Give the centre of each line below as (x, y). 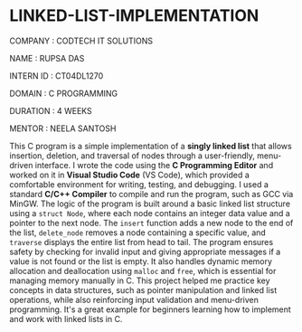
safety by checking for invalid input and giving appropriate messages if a (145, 251)
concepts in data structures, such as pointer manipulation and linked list (143, 289)
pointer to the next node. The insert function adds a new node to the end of (151, 223)
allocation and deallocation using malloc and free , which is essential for (143, 270)
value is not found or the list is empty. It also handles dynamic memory (141, 261)
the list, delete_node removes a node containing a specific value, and (138, 232)
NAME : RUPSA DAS (47, 58)
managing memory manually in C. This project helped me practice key (140, 280)
